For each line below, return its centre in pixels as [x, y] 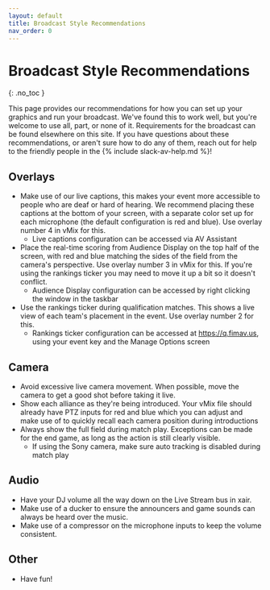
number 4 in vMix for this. [63, 231]
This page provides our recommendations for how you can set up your [126, 109]
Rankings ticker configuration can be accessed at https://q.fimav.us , [145, 333]
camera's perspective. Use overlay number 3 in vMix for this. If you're [136, 265]
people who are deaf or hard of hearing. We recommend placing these [137, 205]
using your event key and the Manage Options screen [121, 342]
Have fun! [36, 579]
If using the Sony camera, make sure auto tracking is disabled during [146, 446]
